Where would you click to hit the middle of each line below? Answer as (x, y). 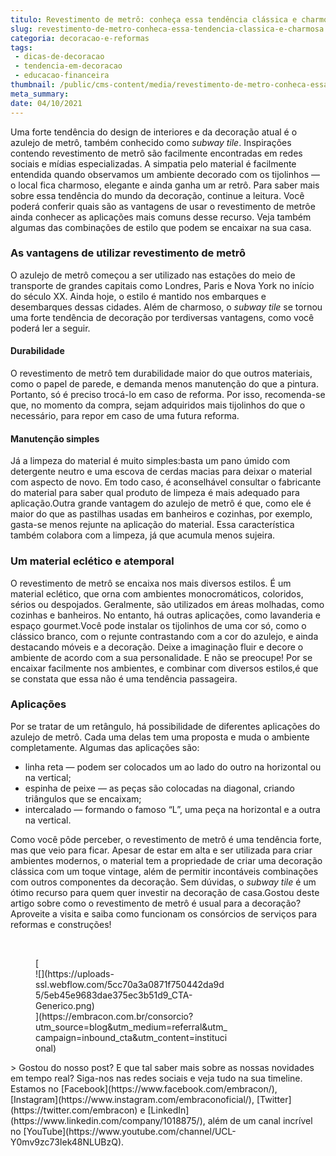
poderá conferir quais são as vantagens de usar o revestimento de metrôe (163, 206)
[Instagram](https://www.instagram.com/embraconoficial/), (132, 1099)
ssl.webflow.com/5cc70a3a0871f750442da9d (130, 984)
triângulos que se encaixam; (83, 798)
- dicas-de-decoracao (59, 57)
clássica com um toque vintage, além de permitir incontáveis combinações (164, 871)
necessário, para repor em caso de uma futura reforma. (125, 415)
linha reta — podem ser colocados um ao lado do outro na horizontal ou (173, 767)
